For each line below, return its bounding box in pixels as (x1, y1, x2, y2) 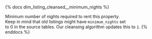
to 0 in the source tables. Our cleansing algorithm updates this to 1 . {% (5, 24, 148, 30)
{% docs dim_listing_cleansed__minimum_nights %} (5, 4, 109, 10)
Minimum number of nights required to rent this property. (5, 14, 120, 19)
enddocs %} (5, 29, 30, 35)
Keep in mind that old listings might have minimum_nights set (5, 19, 126, 24)
